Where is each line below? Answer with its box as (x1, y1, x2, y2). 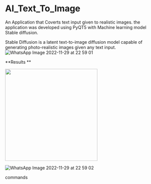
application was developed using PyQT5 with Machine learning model (5, 24, 147, 30)
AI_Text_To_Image (5, 3, 81, 14)
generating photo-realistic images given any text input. (5, 44, 116, 50)
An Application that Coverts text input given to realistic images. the (5, 19, 141, 25)
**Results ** (5, 59, 31, 65)
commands (5, 174, 28, 180)
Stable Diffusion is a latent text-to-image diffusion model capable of (5, 39, 143, 45)
